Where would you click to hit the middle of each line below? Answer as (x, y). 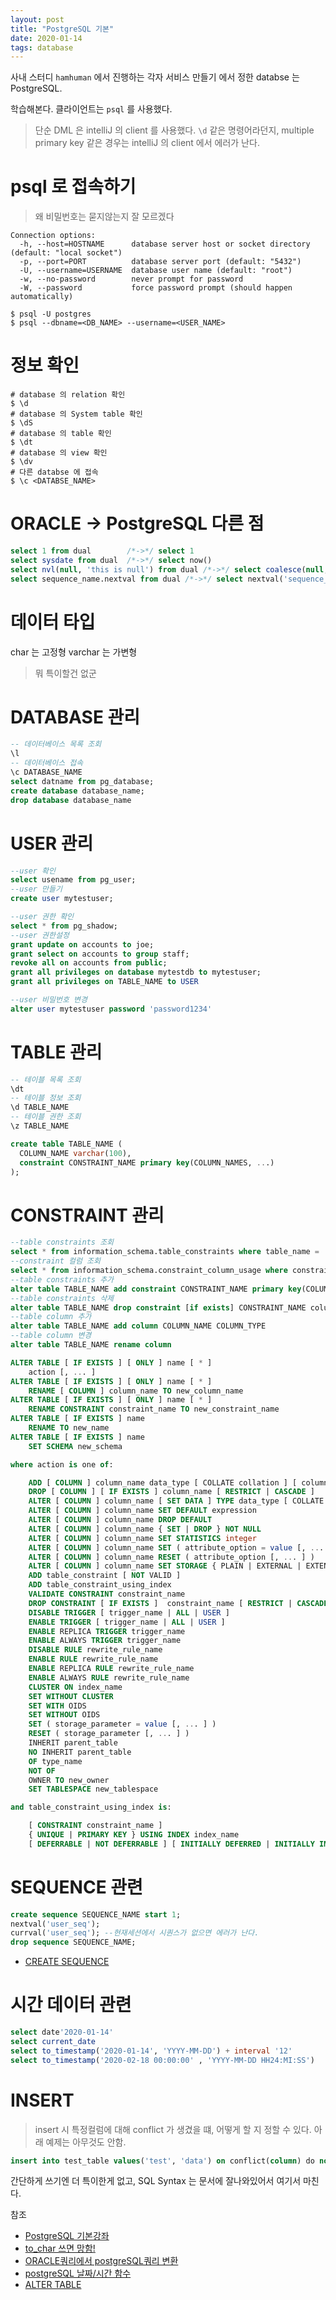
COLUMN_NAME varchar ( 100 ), (75, 1153)
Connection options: (53, 236)
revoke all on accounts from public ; (89, 963)
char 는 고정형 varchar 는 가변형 (74, 652)
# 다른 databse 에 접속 (54, 472)
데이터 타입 (53, 622)
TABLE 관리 (56, 1052)
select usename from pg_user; (73, 880)
